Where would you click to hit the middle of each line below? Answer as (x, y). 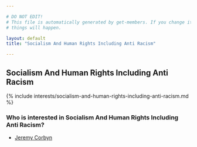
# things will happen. (34, 28)
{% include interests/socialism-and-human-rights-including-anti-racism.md (97, 96)
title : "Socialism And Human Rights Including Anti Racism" (81, 44)
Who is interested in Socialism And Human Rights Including (92, 117)
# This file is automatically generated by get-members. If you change (95, 22)
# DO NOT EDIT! (25, 16)
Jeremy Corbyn (33, 138)
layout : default (26, 38)
